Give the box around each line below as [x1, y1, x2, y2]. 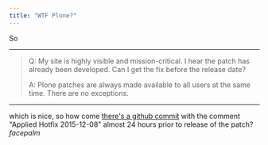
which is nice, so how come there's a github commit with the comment [9, 111, 241, 120]
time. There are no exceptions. [28, 88, 130, 97]
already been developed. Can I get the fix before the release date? [28, 64, 246, 74]
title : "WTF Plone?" [9, 11, 78, 20]
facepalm [9, 128, 41, 137]
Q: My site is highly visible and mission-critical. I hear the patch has [28, 56, 250, 66]
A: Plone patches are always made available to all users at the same [28, 80, 251, 90]
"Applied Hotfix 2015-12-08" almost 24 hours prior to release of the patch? [9, 120, 254, 129]
